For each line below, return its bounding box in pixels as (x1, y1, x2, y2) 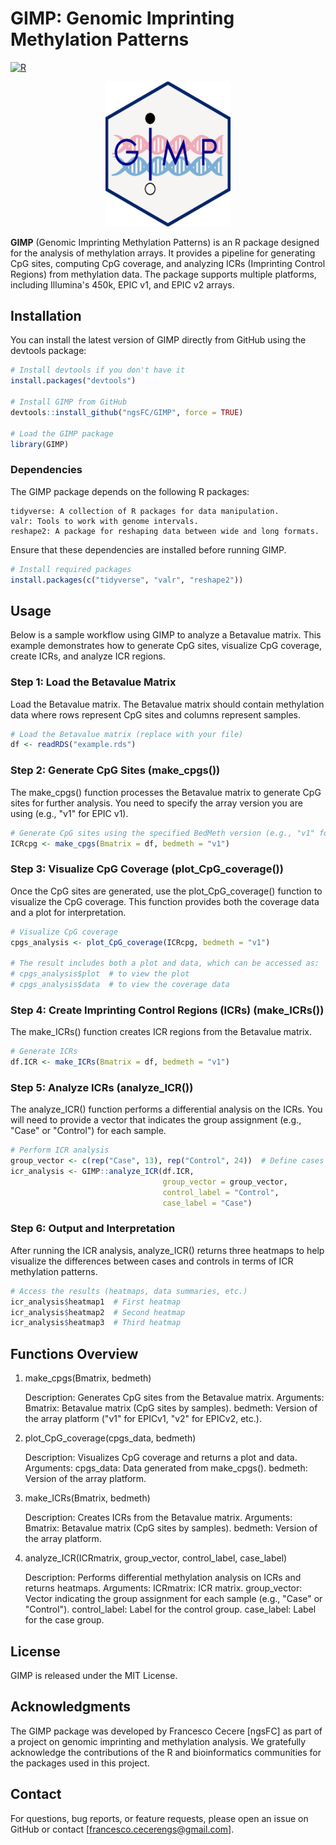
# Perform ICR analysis (10, 1145, 110, 1156)
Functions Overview (10, 1345, 139, 1362)
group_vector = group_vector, (162, 1177, 288, 1187)
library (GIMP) (10, 439, 70, 449)
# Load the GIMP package (10, 428, 114, 439)
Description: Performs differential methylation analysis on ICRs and (24, 1572, 302, 1584)
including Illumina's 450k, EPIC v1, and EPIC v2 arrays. (10, 278, 235, 291)
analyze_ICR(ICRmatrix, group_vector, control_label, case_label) (24, 1552, 288, 1564)
